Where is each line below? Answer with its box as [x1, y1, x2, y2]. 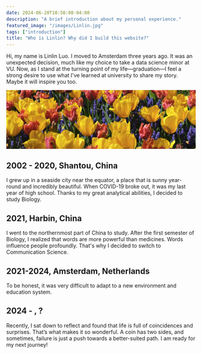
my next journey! [6, 341, 48, 348]
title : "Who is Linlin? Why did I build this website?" [6, 35, 149, 42]
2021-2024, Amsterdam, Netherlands [6, 266, 150, 276]
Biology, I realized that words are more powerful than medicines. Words [6, 236, 183, 243]
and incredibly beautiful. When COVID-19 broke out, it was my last [22, 183, 186, 190]
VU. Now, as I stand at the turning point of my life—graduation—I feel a [6, 65, 182, 72]
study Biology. [6, 196, 42, 203]
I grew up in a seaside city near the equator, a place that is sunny [6, 177, 168, 184]
